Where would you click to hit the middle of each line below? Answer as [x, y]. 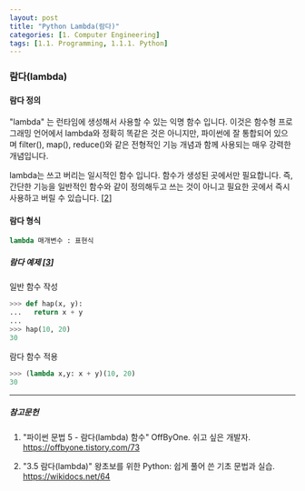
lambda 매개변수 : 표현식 [52, 240]
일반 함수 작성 [34, 286]
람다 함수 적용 [34, 356]
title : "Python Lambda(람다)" [64, 26]
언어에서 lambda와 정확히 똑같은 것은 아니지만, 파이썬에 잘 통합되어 [152, 134]
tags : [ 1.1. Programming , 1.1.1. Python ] [89, 43]
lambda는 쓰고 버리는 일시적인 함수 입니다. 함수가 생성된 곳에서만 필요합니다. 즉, [151, 175]
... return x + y [46, 313]
